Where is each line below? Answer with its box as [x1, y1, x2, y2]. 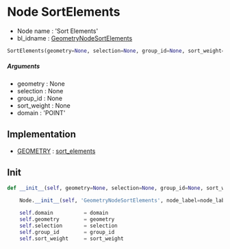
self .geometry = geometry [19, 216, 115, 223]
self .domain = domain [19, 210, 109, 217]
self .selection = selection [19, 222, 118, 229]
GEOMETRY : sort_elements [16, 147, 96, 155]
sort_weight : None [16, 101, 71, 110]
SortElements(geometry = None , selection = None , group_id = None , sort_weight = [7, 47, 225, 54]
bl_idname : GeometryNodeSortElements [16, 34, 133, 42]
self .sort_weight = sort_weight [19, 235, 125, 242]
